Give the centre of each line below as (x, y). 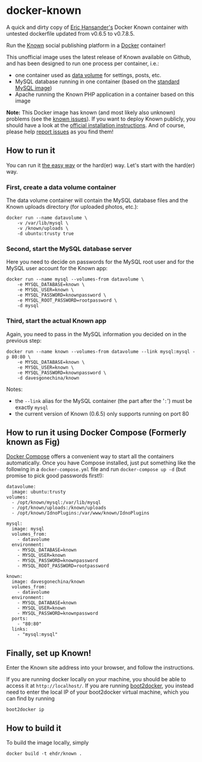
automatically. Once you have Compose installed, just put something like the (101, 463)
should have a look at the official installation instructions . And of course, (96, 125)
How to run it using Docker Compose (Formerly (96, 433)
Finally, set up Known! (49, 653)
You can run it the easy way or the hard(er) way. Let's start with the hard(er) (101, 165)
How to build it (34, 728)
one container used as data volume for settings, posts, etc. (88, 75)
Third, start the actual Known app (56, 321)
